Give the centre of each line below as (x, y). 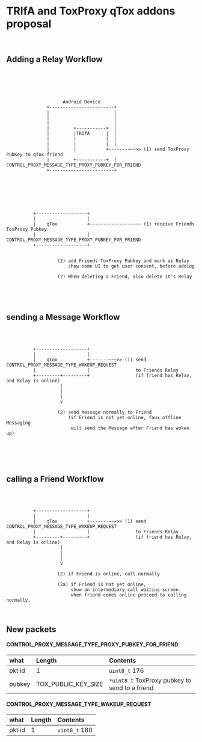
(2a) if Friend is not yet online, (102, 584)
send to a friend (131, 688)
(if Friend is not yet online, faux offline (125, 417)
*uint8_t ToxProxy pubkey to (150, 680)
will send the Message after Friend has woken (130, 428)
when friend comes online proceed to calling (129, 595)
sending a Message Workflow (63, 317)
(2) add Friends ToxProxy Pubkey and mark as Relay (123, 261)
